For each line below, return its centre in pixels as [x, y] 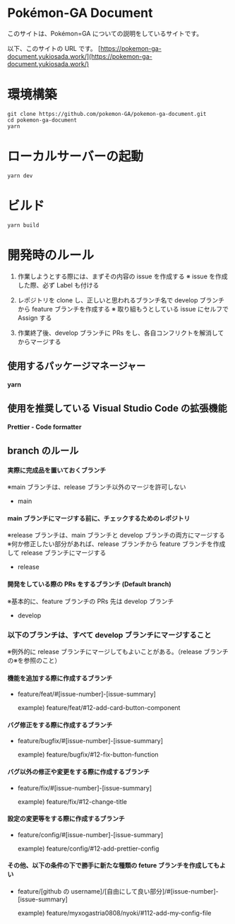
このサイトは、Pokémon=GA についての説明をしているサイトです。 [105, 33]
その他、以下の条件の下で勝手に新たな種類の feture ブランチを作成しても [114, 865]
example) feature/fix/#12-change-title [72, 801]
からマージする [39, 341]
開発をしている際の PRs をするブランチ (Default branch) [89, 584]
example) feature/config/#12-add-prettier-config [88, 848]
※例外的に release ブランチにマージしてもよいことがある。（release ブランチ [118, 651]
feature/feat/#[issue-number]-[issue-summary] [87, 694]
